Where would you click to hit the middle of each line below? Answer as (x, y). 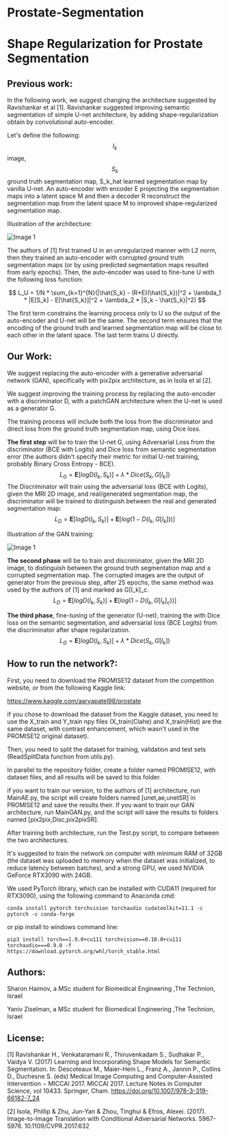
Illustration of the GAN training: (51, 534)
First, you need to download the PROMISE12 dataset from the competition (111, 680)
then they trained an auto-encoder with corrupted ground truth (95, 257)
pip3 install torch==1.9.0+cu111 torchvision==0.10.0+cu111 (95, 939)
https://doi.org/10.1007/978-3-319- (160, 1091)
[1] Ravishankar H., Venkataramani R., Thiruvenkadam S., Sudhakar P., (106, 1055)
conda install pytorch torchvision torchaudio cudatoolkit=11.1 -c (105, 908)
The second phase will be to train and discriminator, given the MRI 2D (106, 561)
